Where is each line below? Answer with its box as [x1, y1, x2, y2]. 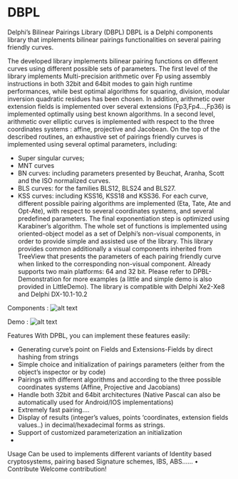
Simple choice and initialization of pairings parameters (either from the [17, 360, 225, 369]
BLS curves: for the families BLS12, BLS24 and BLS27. [17, 184, 176, 192]
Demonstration [17, 275, 62, 283]
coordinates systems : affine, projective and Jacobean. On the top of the [7, 125, 220, 133]
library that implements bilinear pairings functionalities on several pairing [7, 35, 221, 43]
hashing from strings [17, 352, 79, 361]
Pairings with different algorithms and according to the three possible [17, 375, 222, 384]
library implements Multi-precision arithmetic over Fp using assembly [7, 72, 211, 80]
